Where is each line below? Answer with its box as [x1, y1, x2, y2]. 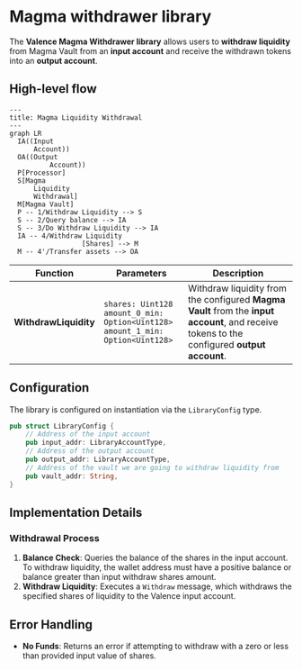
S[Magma [17, 176, 47, 186]
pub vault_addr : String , [25, 471, 119, 481]
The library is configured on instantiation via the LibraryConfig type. [9, 403, 262, 415]
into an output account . [9, 55, 98, 66]
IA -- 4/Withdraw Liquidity [17, 231, 123, 240]
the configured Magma [188, 293, 286, 305]
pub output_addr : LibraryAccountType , [25, 455, 171, 465]
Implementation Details [9, 504, 143, 520]
